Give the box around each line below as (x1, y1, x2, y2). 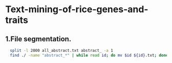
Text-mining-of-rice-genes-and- (5, 4, 148, 15)
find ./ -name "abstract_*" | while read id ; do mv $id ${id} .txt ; (10, 52, 157, 58)
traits (5, 14, 28, 26)
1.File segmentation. (5, 35, 72, 43)
